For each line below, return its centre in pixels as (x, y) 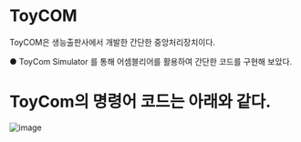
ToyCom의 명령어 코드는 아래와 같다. (140, 102)
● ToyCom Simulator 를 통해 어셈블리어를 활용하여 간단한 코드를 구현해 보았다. (151, 61)
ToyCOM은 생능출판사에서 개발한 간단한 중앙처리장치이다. (113, 42)
